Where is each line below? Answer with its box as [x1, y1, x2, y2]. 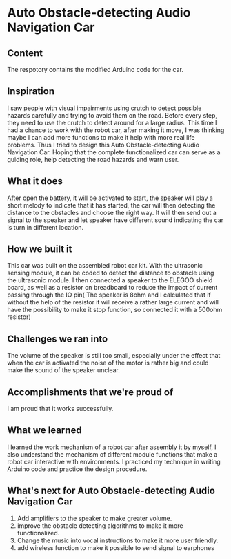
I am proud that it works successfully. [7, 405, 114, 413]
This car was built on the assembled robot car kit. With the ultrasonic [7, 262, 203, 270]
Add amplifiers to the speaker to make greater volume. [17, 514, 172, 522]
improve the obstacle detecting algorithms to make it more [17, 521, 183, 530]
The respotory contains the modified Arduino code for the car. [7, 66, 184, 73]
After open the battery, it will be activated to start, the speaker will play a [7, 194, 214, 202]
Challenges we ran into [7, 333, 108, 345]
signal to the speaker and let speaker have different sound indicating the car [7, 216, 224, 224]
